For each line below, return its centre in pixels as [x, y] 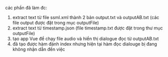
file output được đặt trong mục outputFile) [56, 23]
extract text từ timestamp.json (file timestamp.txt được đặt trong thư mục [88, 28]
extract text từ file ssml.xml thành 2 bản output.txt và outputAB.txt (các [86, 17]
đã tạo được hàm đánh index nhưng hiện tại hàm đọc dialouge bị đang [85, 44]
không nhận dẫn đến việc [39, 49]
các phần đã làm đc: [26, 8]
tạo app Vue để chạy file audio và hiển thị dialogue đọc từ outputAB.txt [86, 38]
